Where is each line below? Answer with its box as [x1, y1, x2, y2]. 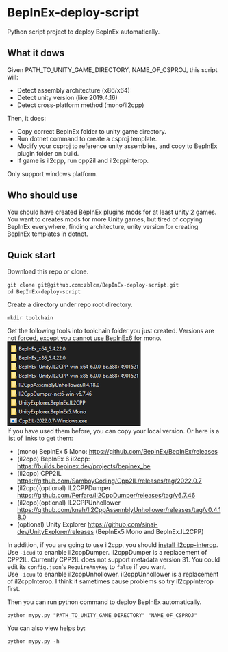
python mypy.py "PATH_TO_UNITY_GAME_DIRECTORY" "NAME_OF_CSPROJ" [7, 612, 197, 619]
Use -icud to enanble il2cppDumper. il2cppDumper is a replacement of [7, 548, 207, 557]
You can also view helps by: [7, 624, 86, 632]
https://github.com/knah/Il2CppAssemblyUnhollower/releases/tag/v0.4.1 [16, 506, 221, 514]
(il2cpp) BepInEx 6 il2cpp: [16, 455, 90, 463]
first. [7, 585, 21, 593]
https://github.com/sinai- [88, 520, 158, 529]
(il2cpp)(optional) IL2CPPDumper [16, 484, 112, 492]
